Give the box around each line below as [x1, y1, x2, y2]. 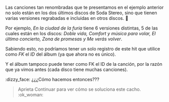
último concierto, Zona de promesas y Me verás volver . [5, 36, 122, 42]
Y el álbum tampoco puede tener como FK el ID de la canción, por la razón [5, 61, 162, 67]
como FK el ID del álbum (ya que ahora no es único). [5, 51, 116, 57]
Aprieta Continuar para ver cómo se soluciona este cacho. [17, 86, 141, 92]
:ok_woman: [17, 92, 44, 97]
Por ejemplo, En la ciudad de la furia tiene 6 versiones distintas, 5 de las [5, 25, 158, 31]
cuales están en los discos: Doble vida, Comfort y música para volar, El [5, 31, 156, 36]
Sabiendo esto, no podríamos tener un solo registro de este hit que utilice [5, 46, 160, 52]
